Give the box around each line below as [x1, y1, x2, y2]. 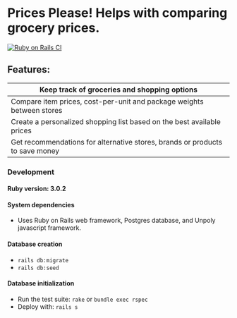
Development [7, 167, 55, 177]
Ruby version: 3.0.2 [7, 185, 66, 193]
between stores [11, 105, 63, 115]
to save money [11, 146, 60, 156]
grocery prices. [7, 20, 100, 36]
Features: [7, 63, 51, 75]
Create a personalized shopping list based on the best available [11, 116, 221, 126]
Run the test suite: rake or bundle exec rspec [17, 295, 148, 303]
